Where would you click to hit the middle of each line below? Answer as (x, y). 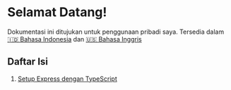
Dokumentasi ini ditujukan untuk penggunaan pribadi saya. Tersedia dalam (116, 32)
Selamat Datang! (57, 12)
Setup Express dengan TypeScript (67, 79)
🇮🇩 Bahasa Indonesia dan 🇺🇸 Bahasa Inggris (75, 39)
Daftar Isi (28, 62)
